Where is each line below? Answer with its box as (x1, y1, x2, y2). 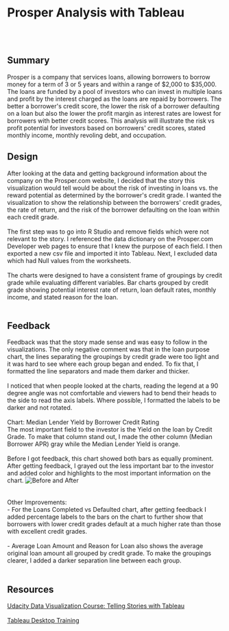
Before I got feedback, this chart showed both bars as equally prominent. (7, 454, 214, 463)
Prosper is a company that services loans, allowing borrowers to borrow (7, 73, 210, 81)
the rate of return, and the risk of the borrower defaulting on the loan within (7, 206, 220, 214)
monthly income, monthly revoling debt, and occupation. (7, 131, 167, 139)
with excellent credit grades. (7, 528, 88, 536)
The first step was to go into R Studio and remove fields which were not (7, 227, 209, 236)
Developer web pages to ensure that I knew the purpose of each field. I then (7, 242, 223, 250)
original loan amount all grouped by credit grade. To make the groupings (7, 549, 211, 558)
